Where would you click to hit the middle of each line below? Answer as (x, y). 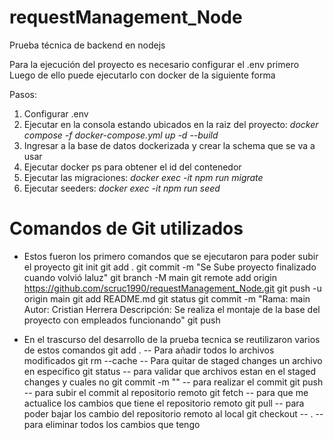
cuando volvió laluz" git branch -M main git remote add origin (150, 277)
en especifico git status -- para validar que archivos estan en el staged (170, 371)
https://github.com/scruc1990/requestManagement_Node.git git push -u (172, 288)
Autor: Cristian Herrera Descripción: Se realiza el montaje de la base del (172, 309)
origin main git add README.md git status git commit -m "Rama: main (167, 298)
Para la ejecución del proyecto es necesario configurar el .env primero (154, 64)
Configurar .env (56, 113)
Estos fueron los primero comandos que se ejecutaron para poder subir (171, 256)
